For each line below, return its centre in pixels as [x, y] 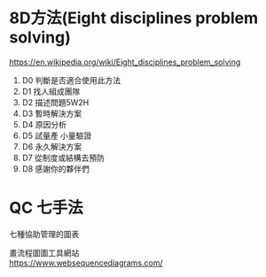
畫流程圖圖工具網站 [44, 252]
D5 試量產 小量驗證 [57, 135]
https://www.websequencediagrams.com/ [86, 263]
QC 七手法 [47, 208]
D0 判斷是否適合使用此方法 [71, 80]
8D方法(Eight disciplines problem [134, 18]
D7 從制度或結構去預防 [63, 158]
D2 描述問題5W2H [55, 102]
